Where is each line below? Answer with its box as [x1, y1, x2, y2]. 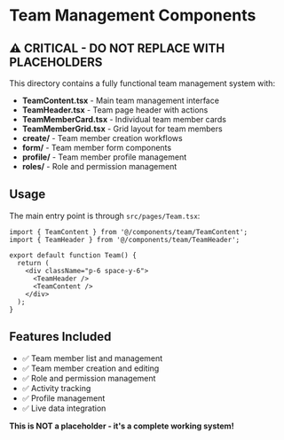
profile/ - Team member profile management [21, 152, 187, 162]
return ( [17, 258, 50, 267]
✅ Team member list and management [21, 352, 163, 364]
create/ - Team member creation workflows [21, 133, 184, 143]
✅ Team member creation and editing [21, 363, 160, 373]
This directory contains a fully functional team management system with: [9, 78, 276, 89]
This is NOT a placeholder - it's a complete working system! [9, 420, 234, 431]
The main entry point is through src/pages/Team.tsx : [9, 210, 201, 221]
